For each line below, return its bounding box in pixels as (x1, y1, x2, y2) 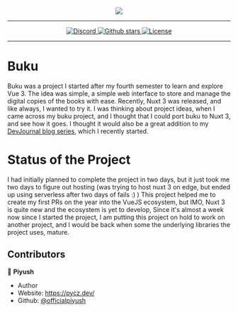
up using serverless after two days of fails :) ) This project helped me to (7, 190, 216, 199)
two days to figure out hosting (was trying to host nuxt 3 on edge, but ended (7, 182, 231, 191)
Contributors (7, 248, 66, 261)
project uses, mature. (7, 228, 69, 236)
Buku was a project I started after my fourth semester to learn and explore (7, 82, 223, 90)
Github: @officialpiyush (17, 296, 86, 304)
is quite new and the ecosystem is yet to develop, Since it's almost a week (7, 205, 225, 213)
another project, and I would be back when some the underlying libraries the (7, 220, 231, 229)
